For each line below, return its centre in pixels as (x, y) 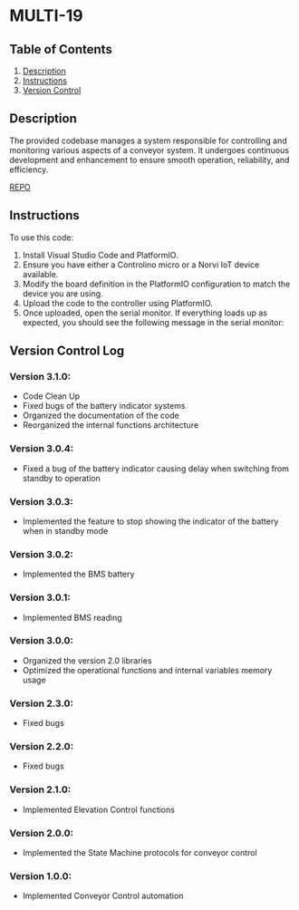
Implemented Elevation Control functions (98, 809)
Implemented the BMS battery (78, 574)
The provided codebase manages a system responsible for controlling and (148, 140)
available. (40, 274)
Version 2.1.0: (40, 789)
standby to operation (62, 478)
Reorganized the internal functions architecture (111, 425)
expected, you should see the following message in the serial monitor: (153, 322)
